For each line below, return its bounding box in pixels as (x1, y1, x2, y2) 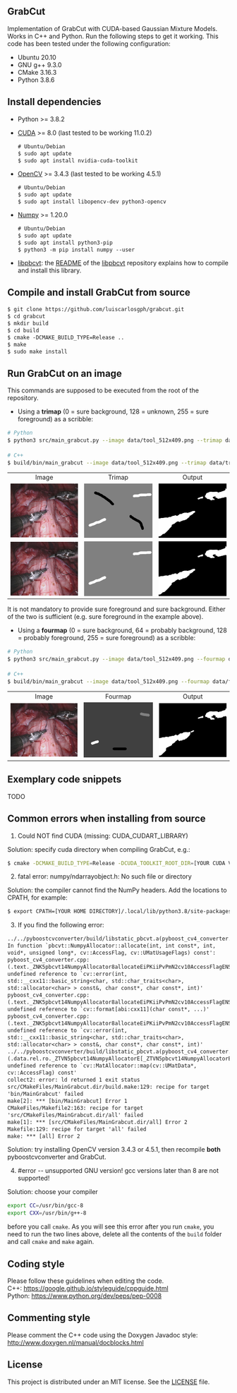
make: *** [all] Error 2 (7, 1133, 80, 1140)
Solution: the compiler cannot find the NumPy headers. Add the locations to (7, 886, 227, 895)
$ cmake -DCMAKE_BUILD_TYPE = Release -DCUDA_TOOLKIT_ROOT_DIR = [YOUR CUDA (7, 860, 226, 867)
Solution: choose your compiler (7, 1188, 99, 1196)
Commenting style (7, 1312, 90, 1324)
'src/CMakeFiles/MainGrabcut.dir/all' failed (7, 1111, 143, 1119)
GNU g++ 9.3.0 (17, 60, 62, 69)
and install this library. (17, 266, 82, 275)
